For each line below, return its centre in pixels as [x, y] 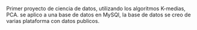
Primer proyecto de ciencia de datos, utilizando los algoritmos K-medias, [96, 9]
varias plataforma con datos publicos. [53, 21]
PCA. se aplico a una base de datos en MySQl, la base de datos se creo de [98, 15]
